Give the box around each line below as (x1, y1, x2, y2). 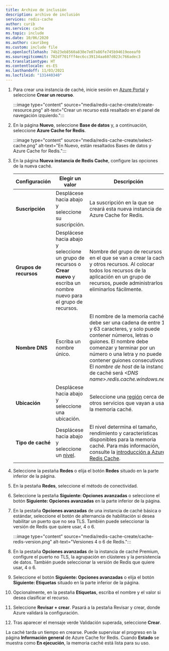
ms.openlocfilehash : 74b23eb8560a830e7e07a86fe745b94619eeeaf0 (6, 49, 141, 54)
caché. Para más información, (89, 442, 160, 449)
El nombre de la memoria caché (89, 313, 164, 320)
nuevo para (55, 292, 82, 299)
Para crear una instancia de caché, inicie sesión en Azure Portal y (13, 86, 149, 92)
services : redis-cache (6, 17, 53, 22)
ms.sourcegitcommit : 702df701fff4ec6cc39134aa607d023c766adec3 (6, 54, 141, 59)
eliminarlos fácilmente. (89, 286, 143, 293)
